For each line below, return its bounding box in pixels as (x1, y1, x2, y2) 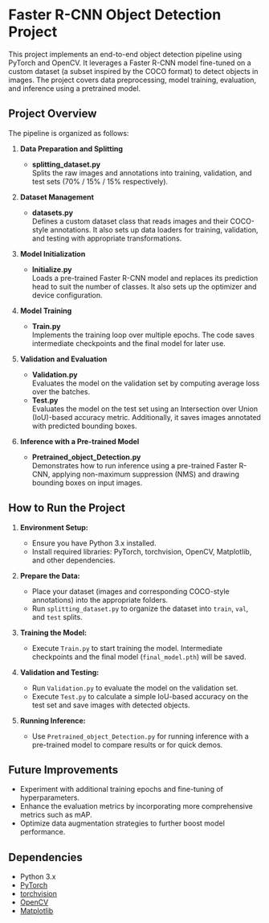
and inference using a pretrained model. (8, 83, 141, 93)
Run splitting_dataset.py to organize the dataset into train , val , (31, 604, 249, 613)
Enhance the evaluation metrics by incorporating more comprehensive (19, 801, 253, 811)
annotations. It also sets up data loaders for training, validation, (50, 225, 259, 234)
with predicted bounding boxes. (31, 421, 137, 431)
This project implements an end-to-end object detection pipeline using (8, 49, 243, 59)
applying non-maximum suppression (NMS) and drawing (51, 469, 239, 479)
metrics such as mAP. (19, 810, 92, 820)
